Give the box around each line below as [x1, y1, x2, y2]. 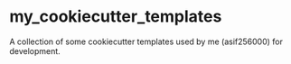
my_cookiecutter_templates [9, 6, 222, 27]
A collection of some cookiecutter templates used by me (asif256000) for [9, 36, 283, 47]
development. [9, 45, 61, 56]
